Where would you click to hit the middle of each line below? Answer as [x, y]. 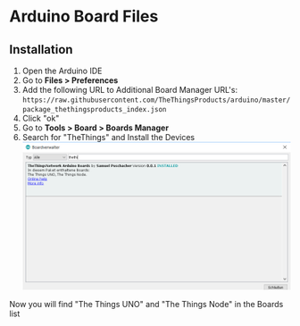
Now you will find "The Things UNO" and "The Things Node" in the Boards [146, 305]
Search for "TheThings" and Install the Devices [108, 137]
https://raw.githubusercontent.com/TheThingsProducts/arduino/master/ [156, 100]
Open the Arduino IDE [62, 71]
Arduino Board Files [84, 17]
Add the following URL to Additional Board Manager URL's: [130, 90]
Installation [41, 50]
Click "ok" [41, 118]
